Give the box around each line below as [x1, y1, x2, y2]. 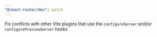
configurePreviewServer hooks [4, 26, 68, 32]
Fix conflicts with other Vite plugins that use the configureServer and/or [4, 21, 153, 27]
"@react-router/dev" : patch [4, 7, 63, 12]
